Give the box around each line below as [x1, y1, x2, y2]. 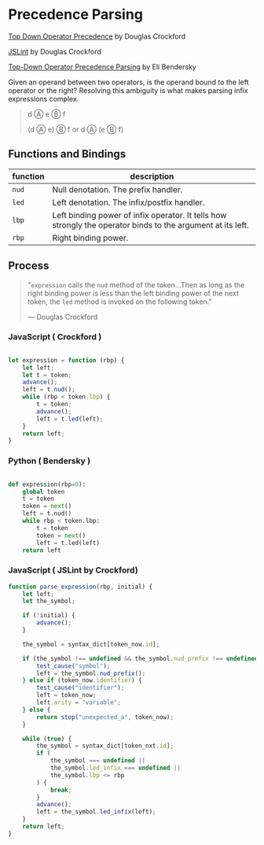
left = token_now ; [36, 691, 97, 699]
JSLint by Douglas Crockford [8, 46, 102, 56]
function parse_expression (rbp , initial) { [8, 583, 153, 591]
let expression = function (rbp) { [8, 356, 125, 364]
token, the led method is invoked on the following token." [27, 297, 212, 306]
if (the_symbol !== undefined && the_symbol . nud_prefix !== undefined [22, 654, 258, 662]
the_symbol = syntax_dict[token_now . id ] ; [22, 640, 159, 648]
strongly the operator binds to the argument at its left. [52, 219, 249, 230]
